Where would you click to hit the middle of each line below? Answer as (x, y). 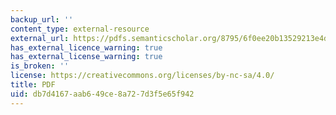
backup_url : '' (42, 19)
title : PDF (33, 85)
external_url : (40, 38)
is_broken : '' (40, 66)
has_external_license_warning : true (86, 57)
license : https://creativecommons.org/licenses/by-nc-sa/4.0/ (142, 76)
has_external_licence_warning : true (86, 47)
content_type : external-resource (80, 29)
